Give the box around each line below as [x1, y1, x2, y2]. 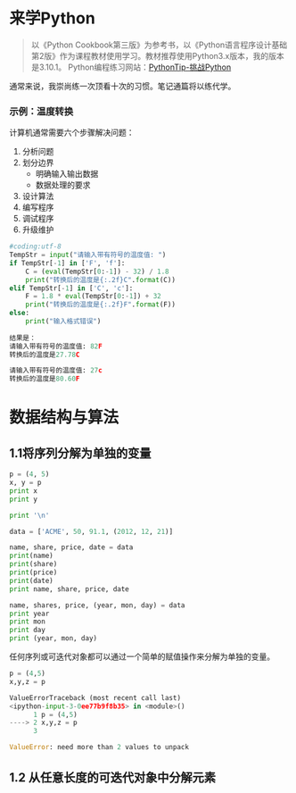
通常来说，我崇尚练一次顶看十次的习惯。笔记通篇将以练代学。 [9, 80, 236, 91]
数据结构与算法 [9, 407, 119, 428]
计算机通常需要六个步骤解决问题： [9, 127, 135, 138]
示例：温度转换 [9, 104, 74, 117]
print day [9, 626, 46, 635]
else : [9, 309, 29, 318]
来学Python [9, 8, 95, 29]
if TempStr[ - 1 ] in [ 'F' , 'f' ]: [9, 258, 126, 268]
